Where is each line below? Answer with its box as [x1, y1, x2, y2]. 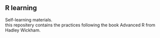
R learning [5, 4, 37, 12]
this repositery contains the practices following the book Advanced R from [5, 22, 156, 28]
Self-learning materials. [5, 17, 53, 22]
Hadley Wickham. [5, 27, 41, 33]
